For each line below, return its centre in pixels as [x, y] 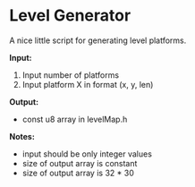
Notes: [22, 136]
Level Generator [70, 16]
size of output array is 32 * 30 [78, 173]
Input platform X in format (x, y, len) [88, 84]
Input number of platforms [70, 75]
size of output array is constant [80, 163]
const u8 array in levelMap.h [75, 119]
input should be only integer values [87, 154]
